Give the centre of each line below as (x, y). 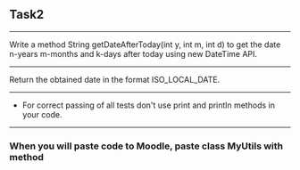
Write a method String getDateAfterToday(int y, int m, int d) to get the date (145, 45)
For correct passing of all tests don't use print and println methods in (148, 105)
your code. (42, 114)
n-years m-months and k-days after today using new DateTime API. (133, 53)
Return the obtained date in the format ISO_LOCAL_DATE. (115, 79)
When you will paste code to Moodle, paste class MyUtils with (146, 146)
